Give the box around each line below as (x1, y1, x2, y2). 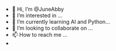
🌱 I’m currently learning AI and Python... (11, 18, 111, 25)
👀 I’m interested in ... (11, 12, 63, 19)
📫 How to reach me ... (11, 31, 68, 38)
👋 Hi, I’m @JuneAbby (11, 6, 65, 12)
